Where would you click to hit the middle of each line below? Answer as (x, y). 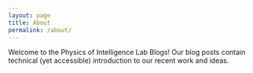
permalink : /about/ (40, 30)
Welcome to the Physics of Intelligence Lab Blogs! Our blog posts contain (127, 53)
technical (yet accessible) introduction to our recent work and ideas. (119, 60)
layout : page (29, 15)
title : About (29, 23)
